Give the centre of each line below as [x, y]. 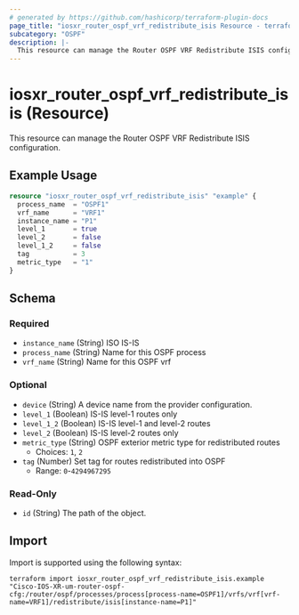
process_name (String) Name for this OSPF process [114, 352]
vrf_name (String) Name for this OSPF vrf [97, 362]
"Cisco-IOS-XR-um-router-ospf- [67, 587]
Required [29, 323]
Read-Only [33, 493]
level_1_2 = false [59, 246]
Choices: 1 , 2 [59, 451]
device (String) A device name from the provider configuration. [137, 404]
